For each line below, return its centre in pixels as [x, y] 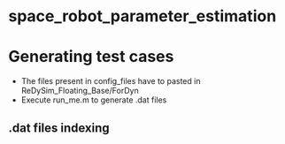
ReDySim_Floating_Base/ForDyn [80, 91]
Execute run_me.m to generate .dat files [94, 100]
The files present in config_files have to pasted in [111, 81]
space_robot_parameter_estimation [142, 16]
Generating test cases [91, 57]
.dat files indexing [59, 128]
